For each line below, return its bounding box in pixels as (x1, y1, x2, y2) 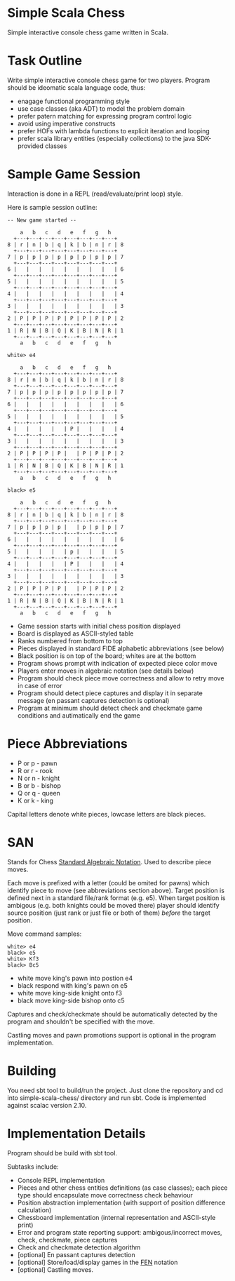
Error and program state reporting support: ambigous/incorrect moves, (17, 1228, 222, 1236)
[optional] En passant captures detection (17, 1250, 135, 1259)
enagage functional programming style (17, 97, 130, 105)
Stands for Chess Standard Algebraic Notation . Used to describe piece (7, 857, 212, 866)
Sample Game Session (7, 166, 141, 182)
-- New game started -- (7, 216, 77, 224)
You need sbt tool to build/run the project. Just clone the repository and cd (7, 1086, 223, 1094)
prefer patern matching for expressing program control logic (17, 112, 192, 120)
